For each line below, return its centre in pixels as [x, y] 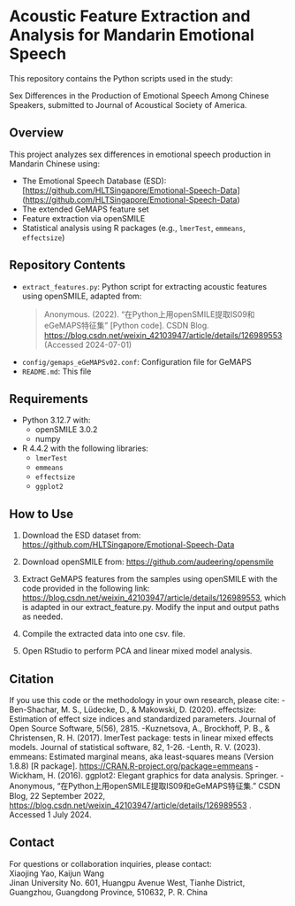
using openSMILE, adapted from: [82, 296]
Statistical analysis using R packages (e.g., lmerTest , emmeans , [133, 228]
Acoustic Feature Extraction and [130, 16]
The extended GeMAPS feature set [85, 209]
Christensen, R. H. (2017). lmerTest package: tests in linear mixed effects [141, 738]
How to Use [42, 514]
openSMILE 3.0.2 [66, 430]
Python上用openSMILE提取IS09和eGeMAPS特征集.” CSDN [174, 786]
